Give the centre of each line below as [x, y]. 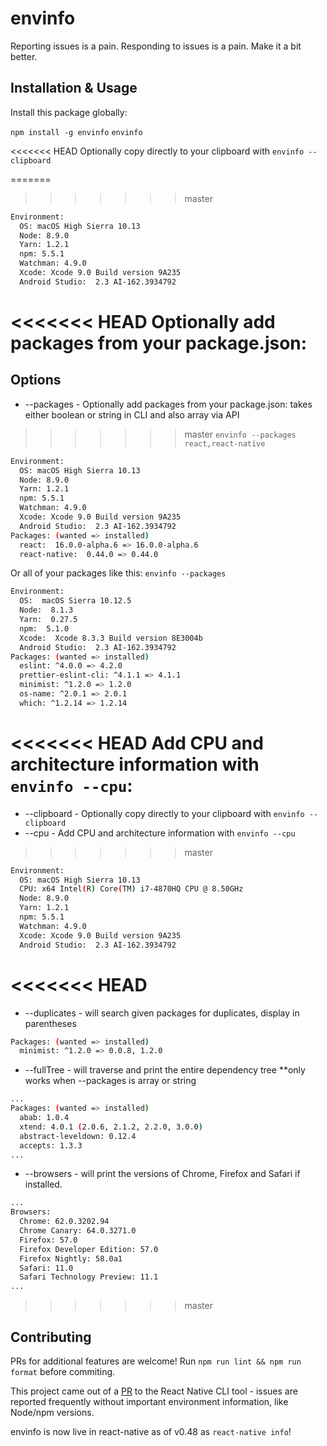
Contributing [51, 1337]
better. [24, 56]
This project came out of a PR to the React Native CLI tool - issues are [154, 1391]
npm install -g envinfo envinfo [76, 132]
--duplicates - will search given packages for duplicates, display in [162, 1013]
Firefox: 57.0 [48, 1240]
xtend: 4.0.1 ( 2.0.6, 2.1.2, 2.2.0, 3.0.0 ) [111, 1127]
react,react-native [225, 443]
